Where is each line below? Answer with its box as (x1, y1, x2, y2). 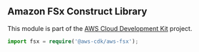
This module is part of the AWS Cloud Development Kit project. (7, 24, 193, 32)
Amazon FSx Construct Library (7, 6, 148, 18)
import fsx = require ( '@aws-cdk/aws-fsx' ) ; (7, 38, 139, 45)
